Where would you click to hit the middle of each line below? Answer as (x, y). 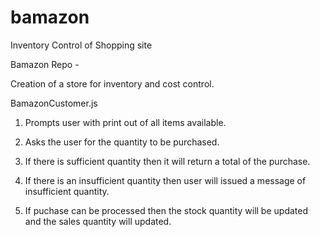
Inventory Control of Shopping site (81, 45)
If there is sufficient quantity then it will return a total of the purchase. (167, 161)
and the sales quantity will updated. (98, 221)
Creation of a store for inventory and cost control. (112, 83)
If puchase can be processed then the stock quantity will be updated (166, 210)
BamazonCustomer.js (54, 103)
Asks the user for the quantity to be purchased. (122, 142)
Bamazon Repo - (45, 64)
